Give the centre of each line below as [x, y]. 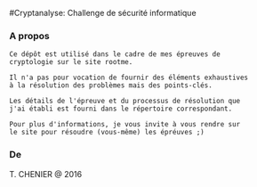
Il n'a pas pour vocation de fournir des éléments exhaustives [129, 78]
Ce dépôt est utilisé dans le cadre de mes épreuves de [115, 54]
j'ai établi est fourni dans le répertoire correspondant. [121, 109]
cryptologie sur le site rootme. [71, 62]
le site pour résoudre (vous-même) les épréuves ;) [107, 133]
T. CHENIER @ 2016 [46, 174]
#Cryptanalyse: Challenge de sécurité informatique [103, 13]
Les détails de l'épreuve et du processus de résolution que [125, 102]
